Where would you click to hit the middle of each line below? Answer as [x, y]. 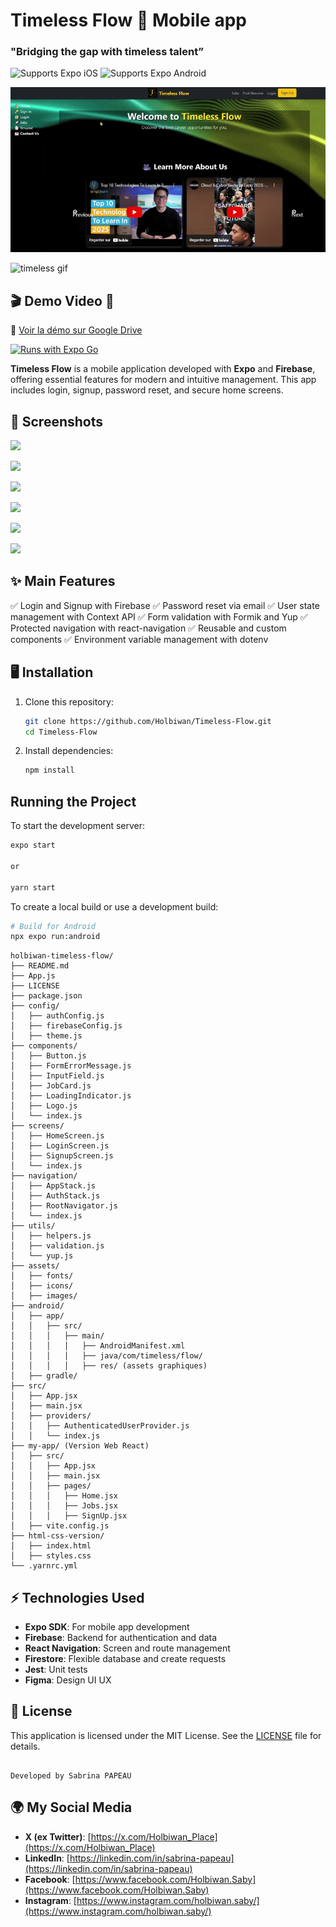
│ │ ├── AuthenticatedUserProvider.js [100, 1426]
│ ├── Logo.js [44, 1106]
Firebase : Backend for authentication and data [121, 1638]
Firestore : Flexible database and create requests [125, 1659]
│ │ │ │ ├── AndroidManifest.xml [98, 1346]
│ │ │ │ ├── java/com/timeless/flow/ [106, 1356]
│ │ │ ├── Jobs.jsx [64, 1506]
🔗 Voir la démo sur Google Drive [76, 330]
